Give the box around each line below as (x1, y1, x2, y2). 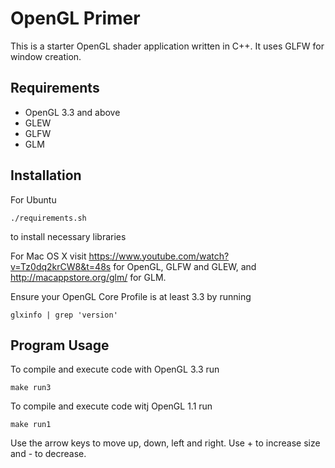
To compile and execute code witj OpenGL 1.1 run (10, 400, 213, 412)
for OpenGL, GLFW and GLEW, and (113, 260, 257, 272)
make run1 (10, 420, 52, 430)
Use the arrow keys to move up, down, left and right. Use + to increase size (10, 437, 321, 449)
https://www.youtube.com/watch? (88, 250, 230, 262)
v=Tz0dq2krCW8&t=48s (10, 260, 112, 272)
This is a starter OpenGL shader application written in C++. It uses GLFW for (10, 40, 325, 52)
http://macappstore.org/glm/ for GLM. (10, 271, 167, 283)
